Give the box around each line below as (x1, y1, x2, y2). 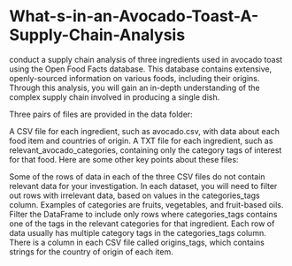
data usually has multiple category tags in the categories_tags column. (9, 227, 267, 238)
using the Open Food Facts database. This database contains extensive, (9, 64, 273, 74)
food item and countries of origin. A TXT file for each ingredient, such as (9, 135, 273, 146)
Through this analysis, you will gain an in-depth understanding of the (9, 82, 260, 93)
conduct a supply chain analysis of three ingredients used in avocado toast (9, 54, 283, 65)
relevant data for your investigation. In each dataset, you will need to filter (9, 180, 278, 191)
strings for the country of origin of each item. (9, 246, 174, 257)
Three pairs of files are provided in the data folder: (9, 109, 193, 119)
